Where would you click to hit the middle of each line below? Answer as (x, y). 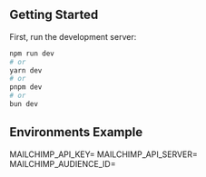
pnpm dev (26, 87)
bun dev (24, 104)
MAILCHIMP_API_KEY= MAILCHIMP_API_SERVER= (103, 154)
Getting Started (54, 15)
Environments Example (76, 132)
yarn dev (26, 70)
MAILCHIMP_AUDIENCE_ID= (63, 163)
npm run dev (32, 54)
